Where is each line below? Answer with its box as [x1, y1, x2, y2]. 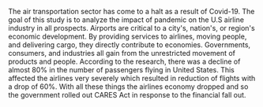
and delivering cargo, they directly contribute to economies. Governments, [8, 40, 251, 50]
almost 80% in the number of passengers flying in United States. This [8, 65, 235, 74]
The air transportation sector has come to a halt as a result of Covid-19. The [8, 7, 255, 16]
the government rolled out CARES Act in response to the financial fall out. [8, 90, 246, 99]
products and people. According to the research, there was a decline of [8, 57, 241, 66]
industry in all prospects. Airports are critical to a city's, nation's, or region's [8, 24, 255, 32]
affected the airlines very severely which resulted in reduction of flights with [8, 74, 256, 83]
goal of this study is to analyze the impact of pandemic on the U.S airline [8, 15, 245, 24]
